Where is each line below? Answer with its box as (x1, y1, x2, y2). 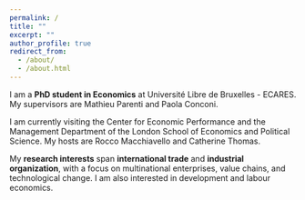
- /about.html (17, 65, 71, 74)
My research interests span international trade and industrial (9, 153, 244, 164)
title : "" (9, 22, 47, 31)
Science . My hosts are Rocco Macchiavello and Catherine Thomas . (9, 135, 261, 146)
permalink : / (9, 13, 59, 23)
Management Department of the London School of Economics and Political (9, 125, 290, 136)
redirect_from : (9, 47, 67, 56)
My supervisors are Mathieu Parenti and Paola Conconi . (9, 98, 219, 109)
